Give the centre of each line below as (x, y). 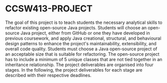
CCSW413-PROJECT (49, 9)
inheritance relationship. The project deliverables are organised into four (79, 65)
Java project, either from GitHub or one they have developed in (85, 33)
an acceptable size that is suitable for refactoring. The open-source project (82, 54)
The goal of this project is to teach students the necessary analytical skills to (84, 22)
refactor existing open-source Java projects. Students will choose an (76, 27)
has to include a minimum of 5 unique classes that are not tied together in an (84, 59)
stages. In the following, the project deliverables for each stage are (74, 70)
